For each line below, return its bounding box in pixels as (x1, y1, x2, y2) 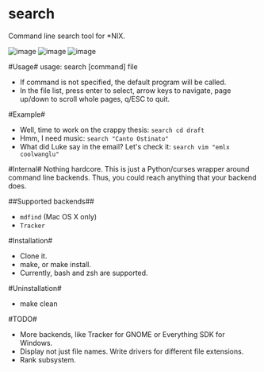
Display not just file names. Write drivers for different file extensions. (19, 347, 244, 356)
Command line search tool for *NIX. (8, 31, 125, 41)
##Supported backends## (8, 196, 95, 206)
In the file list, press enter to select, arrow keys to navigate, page (19, 85, 231, 95)
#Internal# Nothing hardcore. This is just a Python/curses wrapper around (8, 164, 250, 173)
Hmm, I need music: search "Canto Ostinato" (19, 133, 169, 143)
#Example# (8, 109, 46, 119)
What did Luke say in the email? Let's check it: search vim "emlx (19, 141, 230, 151)
